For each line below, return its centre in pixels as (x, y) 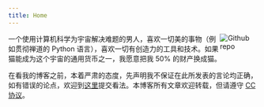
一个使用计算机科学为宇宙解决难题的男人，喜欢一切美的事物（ (109, 39)
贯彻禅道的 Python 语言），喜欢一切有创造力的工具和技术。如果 (117, 49)
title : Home (28, 15)
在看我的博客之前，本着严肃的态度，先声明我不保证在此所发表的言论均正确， (133, 75)
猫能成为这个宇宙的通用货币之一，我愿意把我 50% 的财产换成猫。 (115, 58)
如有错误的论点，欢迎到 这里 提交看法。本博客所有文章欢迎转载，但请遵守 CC (132, 85)
